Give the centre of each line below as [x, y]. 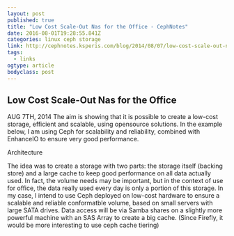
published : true [31, 20]
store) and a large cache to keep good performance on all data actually [109, 173]
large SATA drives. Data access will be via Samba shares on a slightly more [115, 210]
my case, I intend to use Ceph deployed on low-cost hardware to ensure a [114, 196]
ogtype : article [31, 65]
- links [25, 59]
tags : [15, 53]
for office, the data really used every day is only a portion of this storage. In [115, 188]
